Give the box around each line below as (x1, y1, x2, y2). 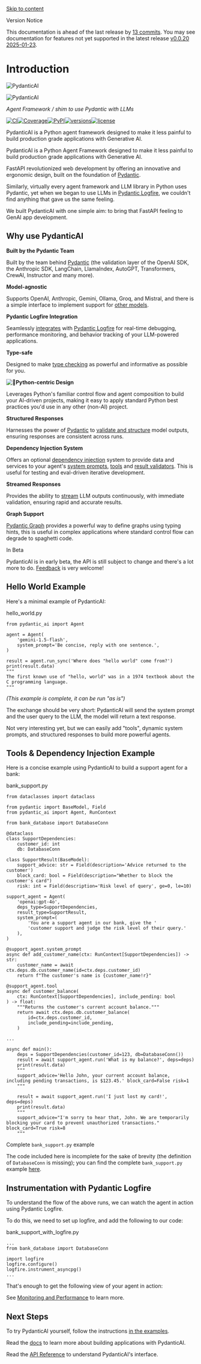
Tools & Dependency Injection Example (6, 748, 155, 758)
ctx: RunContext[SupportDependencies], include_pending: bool (17, 994, 176, 1000)
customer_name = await (17, 962, 74, 968)
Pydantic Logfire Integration (6, 313, 78, 320)
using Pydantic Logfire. (6, 1205, 64, 1212)
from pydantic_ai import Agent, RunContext (6, 809, 117, 816)
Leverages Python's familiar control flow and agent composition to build (6, 390, 184, 398)
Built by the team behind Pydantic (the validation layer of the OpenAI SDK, (6, 259, 189, 266)
